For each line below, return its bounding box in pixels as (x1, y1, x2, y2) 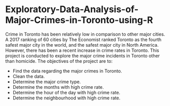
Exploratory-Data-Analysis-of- (5, 4, 139, 15)
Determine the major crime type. (12, 79, 81, 85)
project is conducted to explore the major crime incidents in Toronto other (5, 52, 160, 59)
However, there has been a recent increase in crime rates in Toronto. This (5, 47, 159, 53)
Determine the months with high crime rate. (12, 84, 104, 90)
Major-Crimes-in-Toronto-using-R (5, 14, 153, 26)
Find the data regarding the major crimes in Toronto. (12, 67, 122, 74)
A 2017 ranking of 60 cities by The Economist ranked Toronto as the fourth (5, 37, 162, 43)
